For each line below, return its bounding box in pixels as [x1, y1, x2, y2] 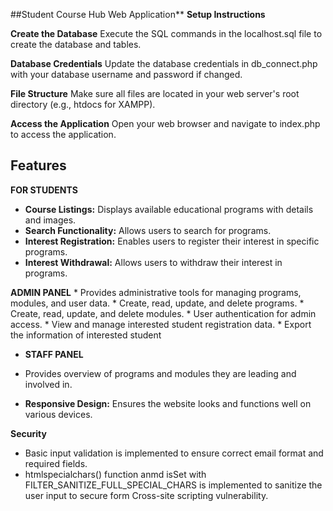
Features [10, 157, 67, 174]
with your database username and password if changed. [10, 69, 243, 80]
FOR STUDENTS [10, 184, 78, 196]
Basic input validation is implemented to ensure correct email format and [24, 447, 324, 459]
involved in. [24, 378, 73, 390]
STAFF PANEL [24, 348, 84, 360]
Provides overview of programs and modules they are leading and [24, 367, 297, 379]
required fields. [24, 457, 88, 469]
